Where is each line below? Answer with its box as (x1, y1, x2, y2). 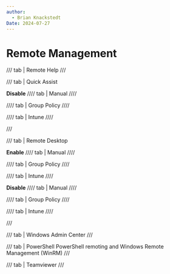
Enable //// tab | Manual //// (6, 149, 75, 156)
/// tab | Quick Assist (6, 78, 58, 86)
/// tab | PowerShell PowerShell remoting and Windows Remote (6, 243, 164, 250)
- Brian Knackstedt (12, 15, 61, 21)
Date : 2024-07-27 (6, 20, 50, 26)
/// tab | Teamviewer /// (6, 261, 64, 269)
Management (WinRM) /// (6, 250, 70, 257)
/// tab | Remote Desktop (6, 137, 68, 145)
